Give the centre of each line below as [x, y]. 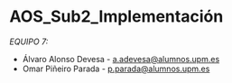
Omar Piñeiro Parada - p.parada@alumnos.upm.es [116, 69]
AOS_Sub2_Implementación [116, 17]
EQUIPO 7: [29, 41]
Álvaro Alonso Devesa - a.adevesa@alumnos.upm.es [121, 59]
